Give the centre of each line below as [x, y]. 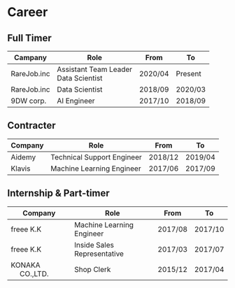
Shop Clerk [93, 269]
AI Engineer [76, 101]
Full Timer [29, 38]
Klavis [21, 168]
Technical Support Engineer [96, 157]
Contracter [31, 125]
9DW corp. [29, 101]
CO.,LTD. [34, 273]
